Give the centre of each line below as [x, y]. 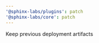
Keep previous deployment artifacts [49, 34]
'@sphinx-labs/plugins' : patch [44, 11]
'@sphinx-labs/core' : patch [41, 17]
